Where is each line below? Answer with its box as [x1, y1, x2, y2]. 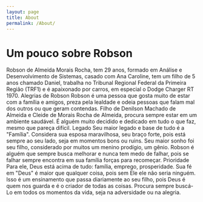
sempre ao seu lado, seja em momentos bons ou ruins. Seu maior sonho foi [6, 137, 195, 144]
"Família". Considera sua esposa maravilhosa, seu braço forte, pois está [6, 131, 186, 138]
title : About [6, 15, 39, 21]
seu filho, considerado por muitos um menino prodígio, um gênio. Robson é [6, 144, 195, 151]
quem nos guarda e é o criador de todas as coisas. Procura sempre [6, 183, 175, 190]
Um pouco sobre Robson [6, 46, 133, 60]
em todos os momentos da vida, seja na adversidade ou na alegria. [14, 189, 181, 196]
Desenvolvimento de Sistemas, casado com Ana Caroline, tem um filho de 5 [6, 73, 196, 80]
